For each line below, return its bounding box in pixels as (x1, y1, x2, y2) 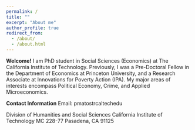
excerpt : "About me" (6, 19, 57, 25)
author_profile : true (6, 25, 59, 31)
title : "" (6, 14, 31, 20)
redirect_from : (6, 30, 43, 36)
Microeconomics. (6, 88, 48, 95)
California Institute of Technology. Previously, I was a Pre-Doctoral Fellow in (6, 63, 190, 70)
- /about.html (11, 42, 46, 47)
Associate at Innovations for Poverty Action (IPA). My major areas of (6, 76, 171, 83)
